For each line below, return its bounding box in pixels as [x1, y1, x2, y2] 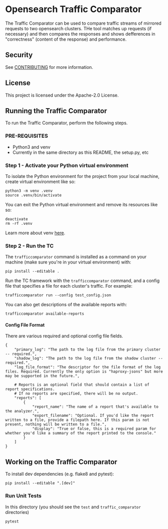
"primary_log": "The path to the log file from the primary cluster [14, 347, 161, 352]
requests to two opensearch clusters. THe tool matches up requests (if [5, 25, 152, 31]
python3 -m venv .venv [5, 188, 53, 193]
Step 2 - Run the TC [5, 242, 54, 249]
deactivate [5, 216, 28, 222]
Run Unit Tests [5, 492, 42, 499]
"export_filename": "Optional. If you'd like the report [32, 413, 154, 418]
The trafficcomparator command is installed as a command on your [5, 254, 147, 260]
